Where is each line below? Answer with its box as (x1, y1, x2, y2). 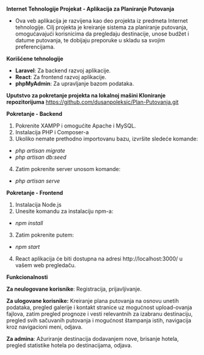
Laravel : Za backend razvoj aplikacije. (15, 67, 111, 74)
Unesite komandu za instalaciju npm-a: (15, 208, 114, 215)
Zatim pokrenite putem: (15, 231, 75, 239)
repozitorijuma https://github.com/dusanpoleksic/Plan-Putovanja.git (6, 98, 179, 105)
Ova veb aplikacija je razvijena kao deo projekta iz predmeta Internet (15, 17, 188, 24)
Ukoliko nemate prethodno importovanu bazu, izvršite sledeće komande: (15, 135, 199, 142)
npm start (15, 243, 40, 250)
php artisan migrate (15, 147, 65, 154)
